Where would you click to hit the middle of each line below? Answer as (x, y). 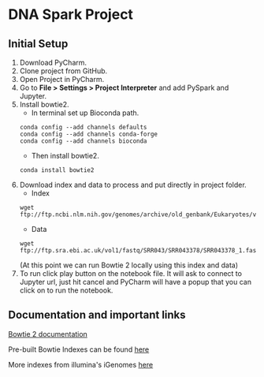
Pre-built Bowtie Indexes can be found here (79, 349)
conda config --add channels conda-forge (88, 134)
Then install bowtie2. (65, 156)
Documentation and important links (97, 315)
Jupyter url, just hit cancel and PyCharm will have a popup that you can (136, 282)
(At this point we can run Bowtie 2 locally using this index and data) (129, 265)
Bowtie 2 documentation (48, 334)
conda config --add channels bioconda (83, 141)
